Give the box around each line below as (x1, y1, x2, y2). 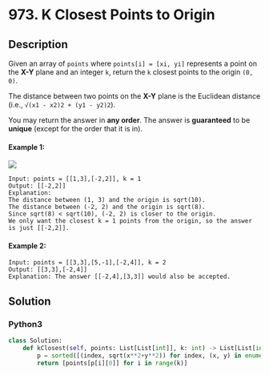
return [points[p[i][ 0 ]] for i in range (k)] (37, 359, 188, 367)
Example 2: (8, 240, 46, 250)
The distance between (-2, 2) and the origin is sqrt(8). (8, 203, 206, 212)
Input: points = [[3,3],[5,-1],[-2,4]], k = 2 (8, 259, 167, 267)
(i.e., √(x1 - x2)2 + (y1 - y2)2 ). (8, 100, 116, 109)
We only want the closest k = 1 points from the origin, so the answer (8, 217, 252, 225)
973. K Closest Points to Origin (8, 6, 215, 24)
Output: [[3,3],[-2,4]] (8, 266, 88, 274)
